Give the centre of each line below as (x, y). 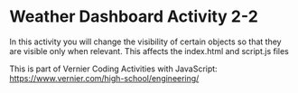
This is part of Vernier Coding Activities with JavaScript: (114, 69)
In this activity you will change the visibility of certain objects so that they (145, 42)
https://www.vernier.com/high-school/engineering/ (104, 78)
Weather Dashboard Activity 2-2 (134, 17)
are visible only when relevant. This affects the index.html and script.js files (149, 51)
